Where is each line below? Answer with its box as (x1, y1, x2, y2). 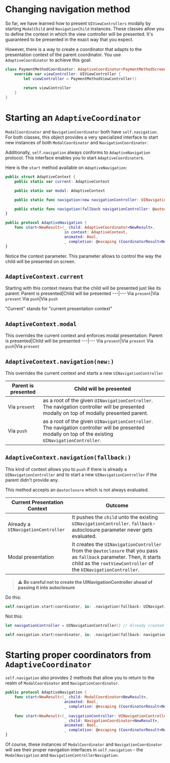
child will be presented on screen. (5, 258, 76, 264)
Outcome (105, 502, 129, 509)
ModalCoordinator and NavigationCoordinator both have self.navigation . (5, 129, 158, 135)
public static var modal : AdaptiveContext (14, 188, 105, 193)
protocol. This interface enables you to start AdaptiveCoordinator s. (5, 155, 145, 160)
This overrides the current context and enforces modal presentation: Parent (5, 332, 163, 338)
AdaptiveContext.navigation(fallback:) (5, 454, 132, 461)
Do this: (5, 594, 22, 600)
